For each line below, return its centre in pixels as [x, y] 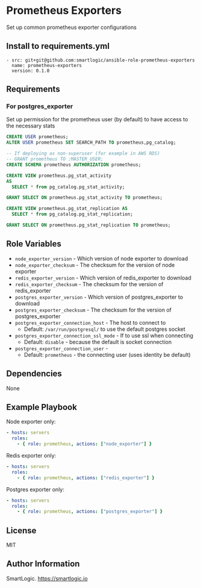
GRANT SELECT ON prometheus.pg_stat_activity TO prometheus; [85, 198]
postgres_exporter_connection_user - [61, 348]
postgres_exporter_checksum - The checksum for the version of [93, 310]
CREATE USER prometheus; [37, 137]
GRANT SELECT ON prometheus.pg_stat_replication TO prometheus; [88, 225]
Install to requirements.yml [58, 46]
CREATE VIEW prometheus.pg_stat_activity [59, 176]
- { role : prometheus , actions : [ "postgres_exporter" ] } [90, 512]
